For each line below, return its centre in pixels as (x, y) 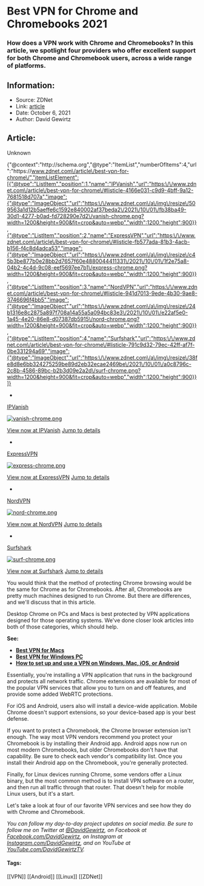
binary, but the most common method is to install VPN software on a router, (101, 781)
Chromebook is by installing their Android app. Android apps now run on (97, 743)
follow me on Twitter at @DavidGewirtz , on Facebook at (77, 830)
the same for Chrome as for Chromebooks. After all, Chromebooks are (94, 589)
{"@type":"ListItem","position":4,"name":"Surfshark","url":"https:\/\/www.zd (101, 338)
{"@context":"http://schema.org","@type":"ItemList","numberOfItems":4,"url (102, 164)
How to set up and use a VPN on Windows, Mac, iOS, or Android (97, 663)
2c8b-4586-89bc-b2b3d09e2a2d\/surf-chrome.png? (74, 370)
